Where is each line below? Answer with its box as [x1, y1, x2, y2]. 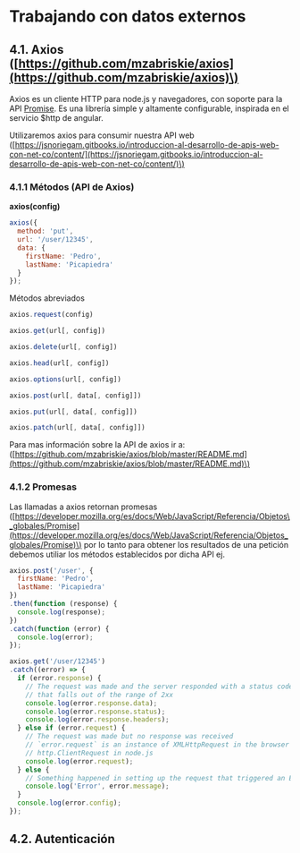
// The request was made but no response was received [25, 732, 234, 741]
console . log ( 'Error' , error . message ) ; [25, 781, 170, 791]
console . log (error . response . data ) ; [25, 698, 158, 708]
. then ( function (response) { [9, 600, 118, 609]
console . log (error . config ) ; [17, 798, 122, 807]
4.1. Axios [9, 42, 64, 57]
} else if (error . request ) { [17, 723, 126, 733]
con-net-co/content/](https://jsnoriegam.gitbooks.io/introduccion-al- [9, 149, 263, 159]
